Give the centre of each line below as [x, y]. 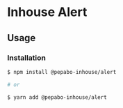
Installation [27, 58]
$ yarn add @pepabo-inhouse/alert [57, 97]
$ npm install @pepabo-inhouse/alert [62, 72]
